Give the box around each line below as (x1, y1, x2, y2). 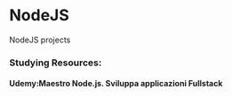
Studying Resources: (9, 56, 102, 69)
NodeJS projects (9, 34, 71, 45)
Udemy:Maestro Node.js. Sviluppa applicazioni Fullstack (9, 78, 223, 89)
